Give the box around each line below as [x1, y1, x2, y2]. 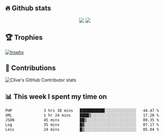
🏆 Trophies [5, 33, 43, 42]
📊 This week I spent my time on [5, 92, 107, 101]
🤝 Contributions [5, 64, 56, 73]
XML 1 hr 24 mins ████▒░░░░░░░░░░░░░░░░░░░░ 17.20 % [5, 113, 159, 118]
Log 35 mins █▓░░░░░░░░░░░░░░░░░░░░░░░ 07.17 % [5, 122, 159, 127]
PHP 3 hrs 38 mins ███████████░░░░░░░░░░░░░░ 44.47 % [5, 108, 159, 113]
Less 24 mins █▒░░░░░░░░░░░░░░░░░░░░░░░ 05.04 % [5, 127, 159, 132]
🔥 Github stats [5, 4, 51, 13]
